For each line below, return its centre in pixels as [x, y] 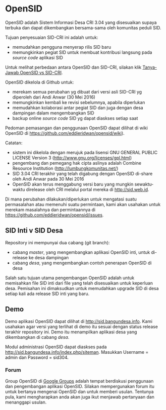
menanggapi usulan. [26, 402]
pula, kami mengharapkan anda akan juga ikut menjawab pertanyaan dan [80, 397]
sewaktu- [144, 184]
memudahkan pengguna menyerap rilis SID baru [62, 47]
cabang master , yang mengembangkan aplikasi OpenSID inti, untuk [81, 252]
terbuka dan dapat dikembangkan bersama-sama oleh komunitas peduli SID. [83, 27]
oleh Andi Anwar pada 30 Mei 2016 [48, 179]
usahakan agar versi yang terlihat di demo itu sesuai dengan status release [82, 326]
